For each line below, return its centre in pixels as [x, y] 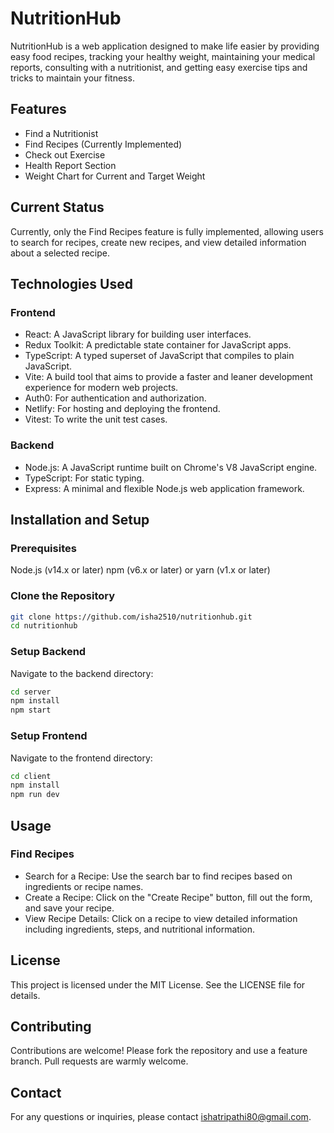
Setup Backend [48, 652]
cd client [31, 776]
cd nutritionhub [44, 626]
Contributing [51, 1027]
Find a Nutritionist [61, 133]
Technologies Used [71, 283]
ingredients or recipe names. [84, 886]
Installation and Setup [80, 519]
